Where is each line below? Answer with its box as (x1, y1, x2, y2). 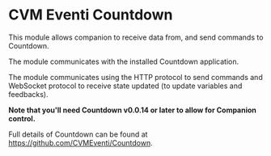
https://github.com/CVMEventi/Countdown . (8, 137, 154, 147)
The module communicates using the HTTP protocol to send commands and (8, 72, 263, 82)
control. (8, 113, 36, 123)
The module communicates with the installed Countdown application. (8, 57, 239, 66)
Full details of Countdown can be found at (8, 129, 148, 139)
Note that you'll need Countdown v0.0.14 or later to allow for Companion (8, 105, 257, 115)
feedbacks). (8, 89, 49, 99)
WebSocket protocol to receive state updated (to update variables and (8, 81, 243, 91)
